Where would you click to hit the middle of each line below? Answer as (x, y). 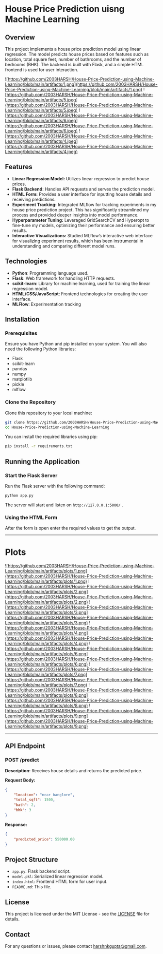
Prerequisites (21, 333)
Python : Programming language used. (50, 273)
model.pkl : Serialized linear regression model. (57, 877)
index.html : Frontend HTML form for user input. (60, 882)
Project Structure (32, 859)
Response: (16, 824)
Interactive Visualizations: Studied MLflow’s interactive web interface (82, 235)
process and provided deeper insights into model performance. (75, 215)
